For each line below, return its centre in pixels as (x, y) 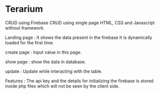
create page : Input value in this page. (44, 52)
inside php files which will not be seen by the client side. (62, 86)
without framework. (25, 28)
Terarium (24, 9)
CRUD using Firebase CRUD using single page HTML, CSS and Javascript (80, 23)
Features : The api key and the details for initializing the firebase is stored (79, 81)
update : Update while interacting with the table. (54, 71)
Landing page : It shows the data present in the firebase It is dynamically (79, 37)
